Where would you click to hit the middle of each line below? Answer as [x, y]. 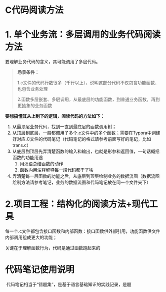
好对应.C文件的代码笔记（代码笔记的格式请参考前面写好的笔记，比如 [82, 139]
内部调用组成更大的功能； [31, 238]
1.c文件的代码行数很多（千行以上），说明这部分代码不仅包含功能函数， [88, 83]
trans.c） [21, 145]
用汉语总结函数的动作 [41, 164]
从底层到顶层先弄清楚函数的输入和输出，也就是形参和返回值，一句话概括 [86, 151]
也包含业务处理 [32, 89]
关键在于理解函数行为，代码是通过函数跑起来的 [53, 248]
